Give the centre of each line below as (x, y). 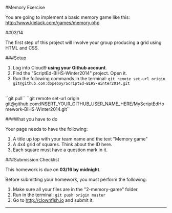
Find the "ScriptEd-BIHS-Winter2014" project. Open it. (70, 73)
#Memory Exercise (25, 7)
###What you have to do (31, 119)
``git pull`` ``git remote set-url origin (42, 98)
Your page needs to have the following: (47, 129)
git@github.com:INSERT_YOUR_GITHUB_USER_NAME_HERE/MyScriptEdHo (85, 104)
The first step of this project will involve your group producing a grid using (83, 42)
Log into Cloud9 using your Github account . (60, 68)
